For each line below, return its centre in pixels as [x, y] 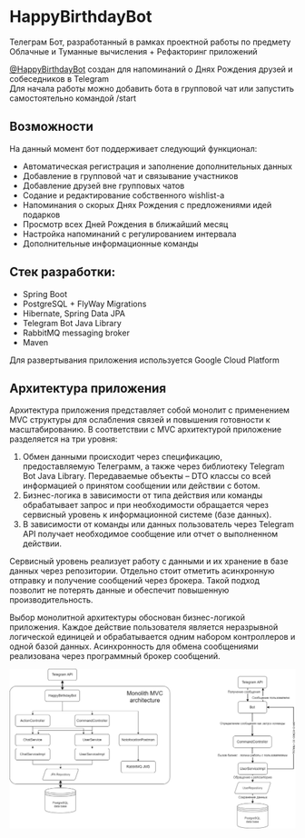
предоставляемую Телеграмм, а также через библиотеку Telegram [153, 466]
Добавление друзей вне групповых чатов [103, 185]
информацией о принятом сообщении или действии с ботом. [141, 486]
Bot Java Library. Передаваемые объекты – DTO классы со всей [147, 476]
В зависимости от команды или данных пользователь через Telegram [158, 524]
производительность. [51, 600]
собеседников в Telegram [59, 78]
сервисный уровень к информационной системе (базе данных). [147, 514]
